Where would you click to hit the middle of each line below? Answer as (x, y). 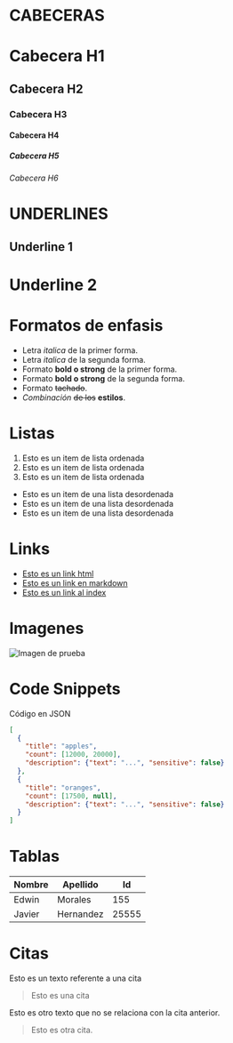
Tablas (35, 857)
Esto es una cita (60, 996)
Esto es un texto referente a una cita (76, 978)
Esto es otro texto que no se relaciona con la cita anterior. (115, 1013)
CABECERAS (57, 16)
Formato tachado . (54, 388)
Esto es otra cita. (62, 1030)
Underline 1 (41, 247)
